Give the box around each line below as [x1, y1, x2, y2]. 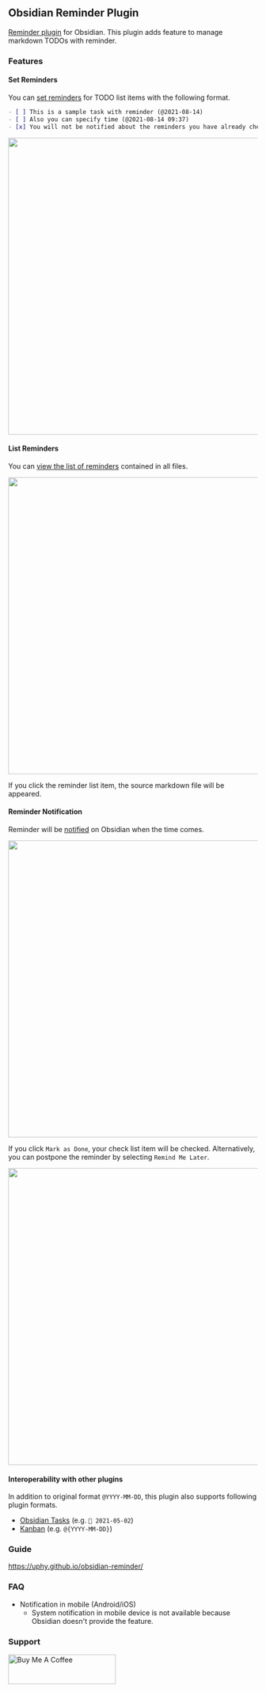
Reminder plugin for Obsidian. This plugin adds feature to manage [8, 27, 223, 36]
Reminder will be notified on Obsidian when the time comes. [8, 824, 204, 834]
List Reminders [8, 443, 59, 454]
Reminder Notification [8, 807, 83, 816]
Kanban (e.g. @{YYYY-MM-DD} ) [19, 1524, 113, 1534]
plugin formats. [8, 1500, 58, 1510]
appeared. [8, 789, 42, 798]
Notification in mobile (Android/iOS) [19, 1599, 136, 1609]
